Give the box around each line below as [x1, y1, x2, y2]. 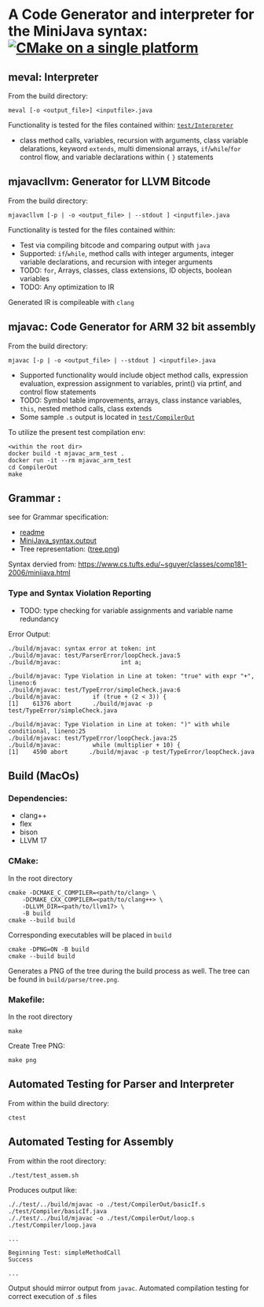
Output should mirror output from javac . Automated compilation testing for [8, 1283, 249, 1293]
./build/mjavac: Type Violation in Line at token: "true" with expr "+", [8, 672, 255, 680]
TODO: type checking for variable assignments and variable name [19, 605, 233, 615]
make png [8, 1056, 37, 1064]
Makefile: [8, 994, 46, 1005]
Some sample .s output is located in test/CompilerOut [19, 412, 195, 421]
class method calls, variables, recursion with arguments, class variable [19, 136, 249, 145]
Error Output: [8, 629, 51, 639]
